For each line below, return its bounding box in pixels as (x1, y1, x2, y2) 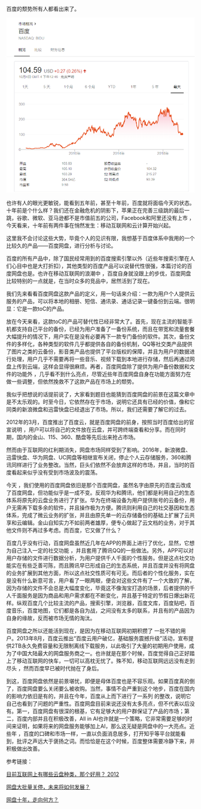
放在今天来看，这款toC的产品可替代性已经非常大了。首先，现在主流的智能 (6, 318, 188, 326)
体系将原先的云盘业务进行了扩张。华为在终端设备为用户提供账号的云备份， (6, 497, 190, 504)
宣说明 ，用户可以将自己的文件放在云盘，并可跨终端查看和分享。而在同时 (6, 426, 186, 434)
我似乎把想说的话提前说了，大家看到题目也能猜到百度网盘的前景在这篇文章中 (6, 391, 195, 398)
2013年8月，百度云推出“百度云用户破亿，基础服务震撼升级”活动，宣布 (16, 635, 188, 642)
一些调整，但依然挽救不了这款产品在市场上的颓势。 (11, 378, 138, 386)
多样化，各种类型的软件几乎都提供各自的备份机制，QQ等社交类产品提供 (16, 341, 193, 348)
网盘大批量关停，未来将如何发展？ (6, 783, 90, 791)
